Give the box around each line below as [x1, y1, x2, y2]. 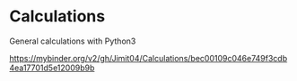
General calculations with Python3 [9, 36, 136, 46]
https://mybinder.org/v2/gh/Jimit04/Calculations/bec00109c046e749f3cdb [9, 53, 288, 63]
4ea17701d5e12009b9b [9, 62, 95, 73]
